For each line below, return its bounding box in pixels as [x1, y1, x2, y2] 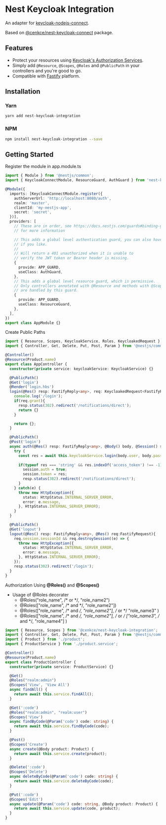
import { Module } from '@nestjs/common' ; [5, 173, 94, 178]
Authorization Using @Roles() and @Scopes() [5, 582, 100, 588]
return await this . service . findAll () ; [14, 692, 94, 697]
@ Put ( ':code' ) [9, 792, 39, 797]
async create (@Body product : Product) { [9, 747, 94, 751]
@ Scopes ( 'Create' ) [9, 742, 48, 747]
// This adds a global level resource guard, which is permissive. [14, 279, 156, 284]
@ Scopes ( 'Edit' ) [9, 797, 43, 802]
